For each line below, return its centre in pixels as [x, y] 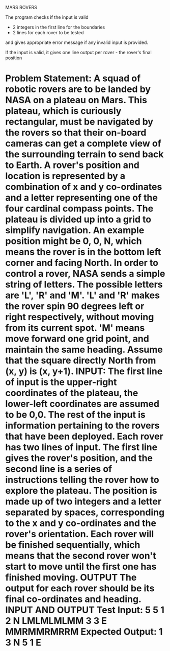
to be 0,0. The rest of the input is [76, 415]
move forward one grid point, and [77, 339]
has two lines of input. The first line [81, 448]
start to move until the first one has [81, 567]
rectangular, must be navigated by [79, 122]
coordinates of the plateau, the [72, 393]
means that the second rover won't [81, 556]
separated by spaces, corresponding [85, 512]
